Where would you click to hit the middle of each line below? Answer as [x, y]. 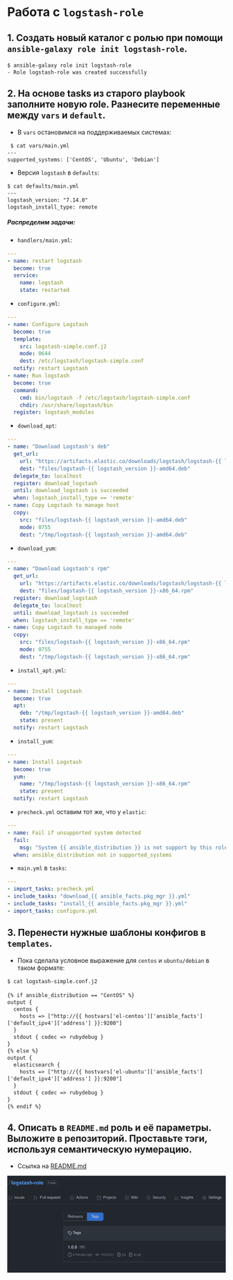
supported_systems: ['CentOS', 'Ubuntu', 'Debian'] [83, 160]
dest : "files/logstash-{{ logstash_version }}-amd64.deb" [105, 469]
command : [26, 390]
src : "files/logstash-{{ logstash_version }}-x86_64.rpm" [105, 642]
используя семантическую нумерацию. [100, 1149]
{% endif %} [24, 1106]
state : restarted [45, 290]
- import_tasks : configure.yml [52, 911]
